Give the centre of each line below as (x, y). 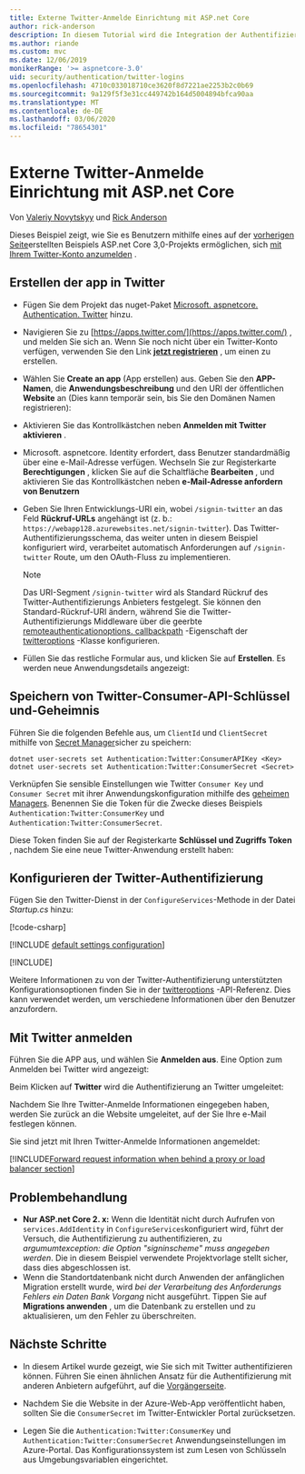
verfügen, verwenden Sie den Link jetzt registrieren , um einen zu (146, 351)
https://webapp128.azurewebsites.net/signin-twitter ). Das (135, 527)
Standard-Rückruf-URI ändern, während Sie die (111, 611)
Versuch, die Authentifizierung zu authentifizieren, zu (122, 1238)
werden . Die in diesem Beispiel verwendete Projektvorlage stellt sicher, (155, 1258)
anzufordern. (34, 1009)
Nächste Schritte (58, 1344)
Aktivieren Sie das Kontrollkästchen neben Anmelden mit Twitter (144, 425)
